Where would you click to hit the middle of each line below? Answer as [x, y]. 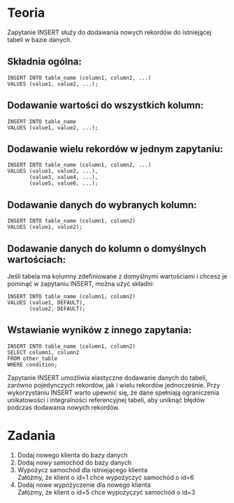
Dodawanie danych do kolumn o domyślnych [107, 249]
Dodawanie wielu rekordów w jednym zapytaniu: [115, 149]
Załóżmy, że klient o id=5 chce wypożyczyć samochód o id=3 [106, 492]
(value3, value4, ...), [64, 177]
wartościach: [37, 259]
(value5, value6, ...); [64, 183]
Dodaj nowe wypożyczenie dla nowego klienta [84, 485]
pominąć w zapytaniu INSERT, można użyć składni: [81, 284]
